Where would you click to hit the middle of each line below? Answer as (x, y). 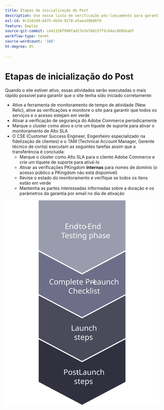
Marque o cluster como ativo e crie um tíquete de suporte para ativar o (83, 125)
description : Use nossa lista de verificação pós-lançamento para (74, 15)
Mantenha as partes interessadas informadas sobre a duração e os (87, 188)
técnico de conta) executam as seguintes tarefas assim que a (74, 146)
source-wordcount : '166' (30, 42)
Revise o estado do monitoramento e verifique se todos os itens (83, 178)
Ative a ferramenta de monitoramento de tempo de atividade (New (79, 105)
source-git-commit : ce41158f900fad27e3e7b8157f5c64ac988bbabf (70, 31)
